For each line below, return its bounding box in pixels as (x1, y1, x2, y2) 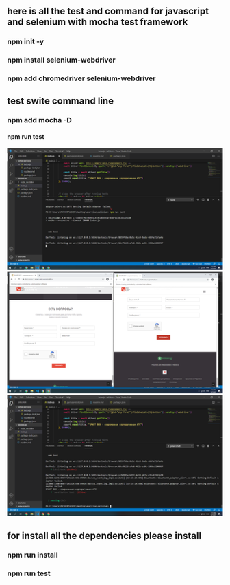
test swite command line (7, 95, 114, 107)
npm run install (7, 550, 58, 560)
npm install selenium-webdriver (7, 55, 116, 65)
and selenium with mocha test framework (7, 16, 188, 28)
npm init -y (7, 37, 44, 47)
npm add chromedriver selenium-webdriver (7, 74, 156, 83)
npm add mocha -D (7, 115, 72, 125)
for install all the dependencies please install (7, 529, 202, 542)
